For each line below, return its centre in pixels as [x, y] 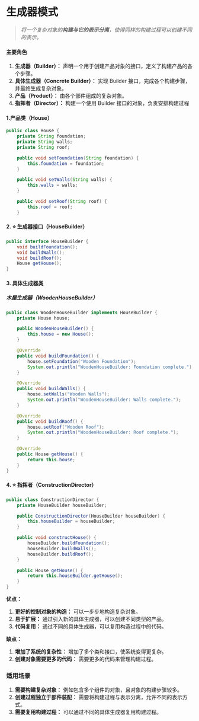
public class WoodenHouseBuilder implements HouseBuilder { [82, 312]
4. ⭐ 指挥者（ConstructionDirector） [52, 485]
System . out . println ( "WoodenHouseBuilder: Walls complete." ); [105, 400]
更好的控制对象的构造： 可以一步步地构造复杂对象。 [78, 612]
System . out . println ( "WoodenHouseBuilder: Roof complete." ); [103, 433]
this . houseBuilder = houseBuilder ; [71, 521]
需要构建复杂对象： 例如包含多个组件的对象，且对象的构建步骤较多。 [98, 690]
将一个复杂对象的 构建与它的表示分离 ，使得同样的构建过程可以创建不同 [106, 30]
